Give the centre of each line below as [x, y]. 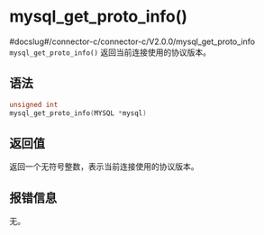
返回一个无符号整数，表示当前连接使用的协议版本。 [104, 167]
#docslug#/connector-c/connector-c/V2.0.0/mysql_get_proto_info [132, 41]
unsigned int [34, 104]
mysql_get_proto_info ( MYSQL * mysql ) [78, 113]
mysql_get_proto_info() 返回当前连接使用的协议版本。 [110, 52]
